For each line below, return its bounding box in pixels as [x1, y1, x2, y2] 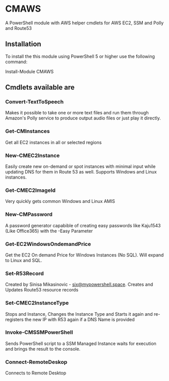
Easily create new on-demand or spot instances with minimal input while [5, 163, 156, 170]
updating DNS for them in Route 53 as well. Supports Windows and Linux [5, 169, 157, 175]
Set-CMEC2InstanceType [5, 300, 69, 307]
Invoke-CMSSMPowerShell [5, 329, 73, 336]
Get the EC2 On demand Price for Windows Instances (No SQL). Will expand [5, 251, 164, 258]
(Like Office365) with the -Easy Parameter [5, 228, 93, 234]
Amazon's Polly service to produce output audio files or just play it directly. [5, 115, 161, 121]
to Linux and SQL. [5, 257, 42, 263]
